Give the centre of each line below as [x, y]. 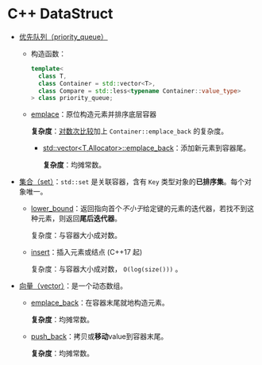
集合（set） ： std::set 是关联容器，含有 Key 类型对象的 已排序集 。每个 [132, 182]
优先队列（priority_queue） [63, 36]
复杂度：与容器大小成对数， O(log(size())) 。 [106, 269]
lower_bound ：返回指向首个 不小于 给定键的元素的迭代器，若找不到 [139, 209]
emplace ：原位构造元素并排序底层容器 [94, 114]
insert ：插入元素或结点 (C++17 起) [87, 252]
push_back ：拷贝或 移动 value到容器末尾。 [99, 336]
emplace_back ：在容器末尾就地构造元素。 [100, 303]
